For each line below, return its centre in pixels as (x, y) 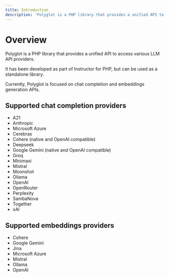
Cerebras (22, 134)
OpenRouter (25, 188)
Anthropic (23, 123)
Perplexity (23, 193)
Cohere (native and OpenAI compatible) (54, 140)
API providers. (20, 59)
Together (22, 204)
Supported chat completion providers (66, 105)
